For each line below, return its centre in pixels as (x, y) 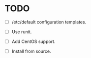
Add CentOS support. (33, 41)
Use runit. (22, 32)
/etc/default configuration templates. (49, 22)
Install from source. (31, 51)
